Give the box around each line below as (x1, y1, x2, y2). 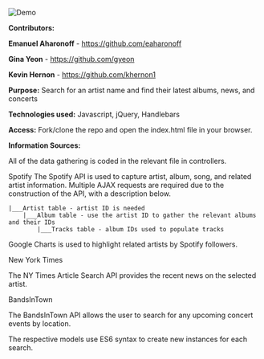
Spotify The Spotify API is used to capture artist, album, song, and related (8, 172, 252, 181)
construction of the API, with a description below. (8, 189, 171, 198)
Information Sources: (8, 141, 81, 150)
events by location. (8, 319, 71, 328)
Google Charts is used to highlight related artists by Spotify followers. (8, 239, 238, 249)
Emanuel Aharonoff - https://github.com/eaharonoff (8, 39, 182, 48)
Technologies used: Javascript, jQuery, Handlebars (8, 109, 181, 119)
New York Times (8, 255, 63, 264)
